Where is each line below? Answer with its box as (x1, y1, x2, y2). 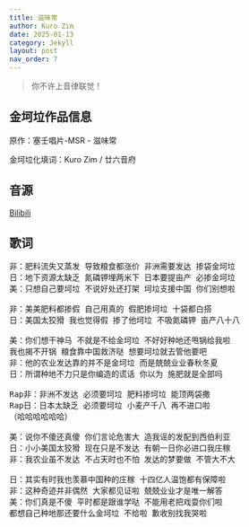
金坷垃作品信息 (9, 110, 92, 125)
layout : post (9, 47, 58, 56)
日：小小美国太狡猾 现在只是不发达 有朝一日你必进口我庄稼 (9, 444, 231, 453)
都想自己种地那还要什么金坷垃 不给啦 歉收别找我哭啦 (9, 508, 208, 519)
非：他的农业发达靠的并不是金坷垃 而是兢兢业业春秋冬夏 (9, 358, 219, 368)
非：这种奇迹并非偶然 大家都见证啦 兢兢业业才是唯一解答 (9, 486, 223, 496)
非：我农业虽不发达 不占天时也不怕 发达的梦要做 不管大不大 (9, 454, 236, 465)
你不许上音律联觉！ (30, 81, 103, 91)
